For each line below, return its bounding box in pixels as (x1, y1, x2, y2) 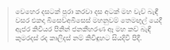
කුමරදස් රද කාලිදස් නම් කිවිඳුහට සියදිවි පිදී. (14, 33, 142, 42)
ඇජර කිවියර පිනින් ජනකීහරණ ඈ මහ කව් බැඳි (14, 24, 152, 34)
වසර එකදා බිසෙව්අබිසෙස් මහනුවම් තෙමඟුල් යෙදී (14, 16, 162, 24)
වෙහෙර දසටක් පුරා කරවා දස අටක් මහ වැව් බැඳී (14, 7, 159, 16)
